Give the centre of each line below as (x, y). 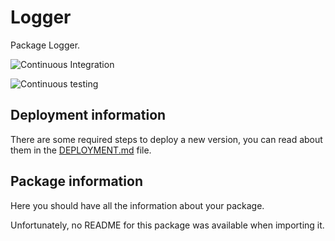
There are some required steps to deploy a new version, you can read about (166, 139)
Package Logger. (45, 45)
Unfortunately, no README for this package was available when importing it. (167, 225)
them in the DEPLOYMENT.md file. (81, 150)
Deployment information (88, 115)
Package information (76, 181)
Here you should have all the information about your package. (137, 205)
